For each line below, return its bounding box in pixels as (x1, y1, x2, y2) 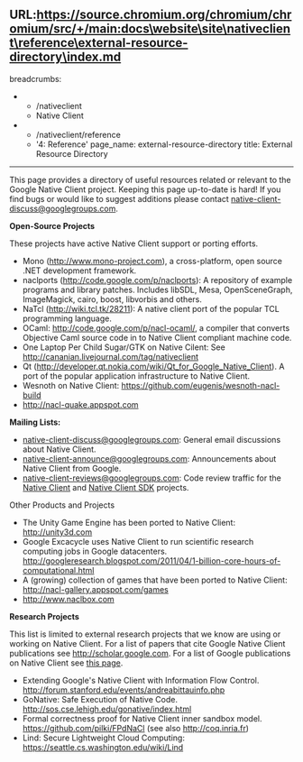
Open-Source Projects (9, 220, 96, 231)
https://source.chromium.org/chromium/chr (36, 7, 292, 23)
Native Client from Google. (22, 463, 122, 473)
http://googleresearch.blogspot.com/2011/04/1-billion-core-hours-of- (22, 555, 281, 566)
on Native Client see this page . (9, 657, 124, 668)
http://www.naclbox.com (22, 593, 115, 604)
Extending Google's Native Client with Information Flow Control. (22, 675, 260, 685)
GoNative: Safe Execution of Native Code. (22, 693, 179, 704)
